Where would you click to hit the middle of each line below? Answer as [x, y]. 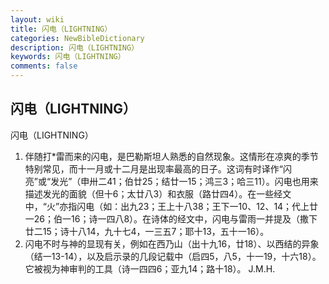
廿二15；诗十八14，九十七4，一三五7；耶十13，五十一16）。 [147, 231]
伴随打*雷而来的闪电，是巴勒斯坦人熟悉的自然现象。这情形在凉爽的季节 [171, 156]
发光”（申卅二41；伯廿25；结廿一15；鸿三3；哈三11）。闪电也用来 [184, 181]
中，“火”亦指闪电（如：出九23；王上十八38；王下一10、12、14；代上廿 [171, 206]
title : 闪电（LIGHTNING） [61, 29]
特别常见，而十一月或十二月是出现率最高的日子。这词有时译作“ [153, 168]
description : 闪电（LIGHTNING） [75, 47]
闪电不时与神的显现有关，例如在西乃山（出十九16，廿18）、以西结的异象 [172, 243]
